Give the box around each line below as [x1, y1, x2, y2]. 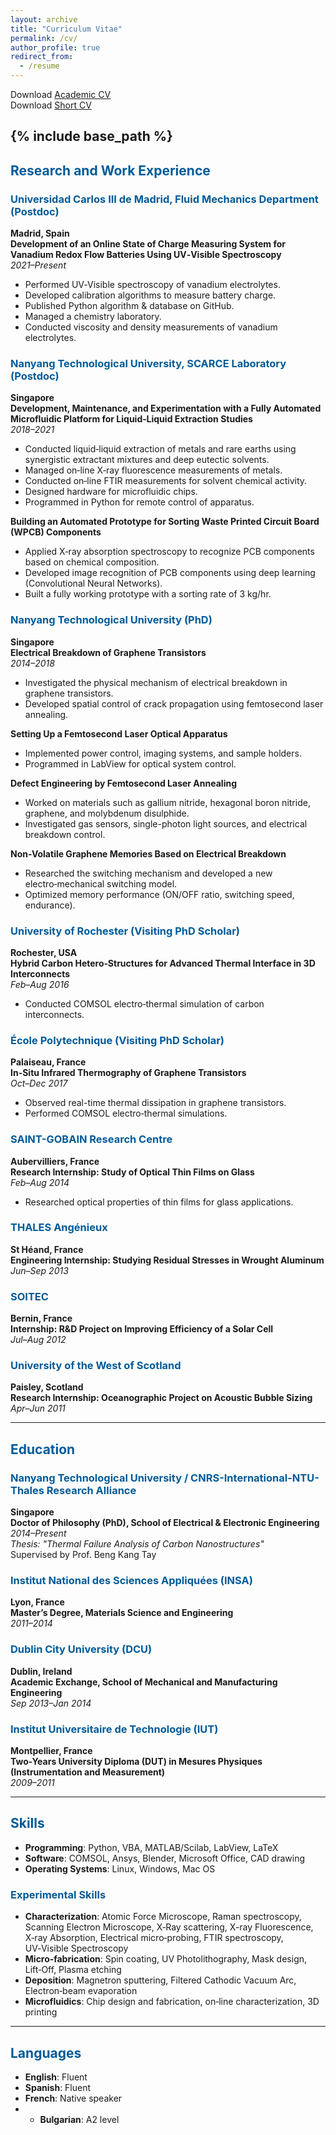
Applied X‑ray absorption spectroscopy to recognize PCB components [24, 546, 315, 558]
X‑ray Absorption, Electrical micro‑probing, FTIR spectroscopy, [24, 1932, 284, 1944]
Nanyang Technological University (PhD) [10, 613, 213, 627]
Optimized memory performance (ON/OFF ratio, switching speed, [24, 888, 295, 900]
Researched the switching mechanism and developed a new [24, 867, 273, 879]
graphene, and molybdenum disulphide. [24, 807, 190, 819]
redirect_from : [10, 52, 74, 62]
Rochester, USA [10, 946, 78, 958]
